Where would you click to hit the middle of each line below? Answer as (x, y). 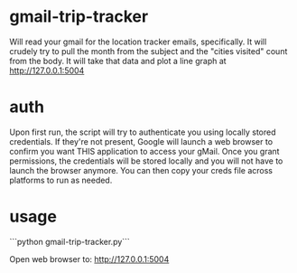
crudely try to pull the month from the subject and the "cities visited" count (148, 51)
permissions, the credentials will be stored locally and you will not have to (146, 161)
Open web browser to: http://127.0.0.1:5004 (89, 259)
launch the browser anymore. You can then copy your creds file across (141, 170)
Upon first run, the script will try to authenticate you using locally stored (143, 132)
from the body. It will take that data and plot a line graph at (118, 61)
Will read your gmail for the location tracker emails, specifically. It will (138, 42)
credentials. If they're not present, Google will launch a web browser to (141, 141)
